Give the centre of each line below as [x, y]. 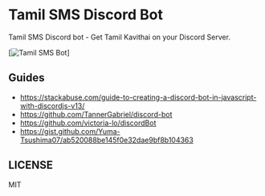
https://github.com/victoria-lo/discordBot [88, 123]
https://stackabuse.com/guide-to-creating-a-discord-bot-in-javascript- [138, 97]
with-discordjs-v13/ [52, 105]
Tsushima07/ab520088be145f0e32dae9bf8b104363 [107, 140]
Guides [27, 78]
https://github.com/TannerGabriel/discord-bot [96, 114]
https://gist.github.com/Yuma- [70, 131]
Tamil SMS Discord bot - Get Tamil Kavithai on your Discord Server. [120, 37]
